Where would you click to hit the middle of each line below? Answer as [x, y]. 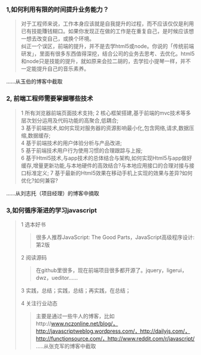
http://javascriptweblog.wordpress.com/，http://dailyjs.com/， [113, 331]
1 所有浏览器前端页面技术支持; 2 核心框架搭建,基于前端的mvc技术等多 [106, 113]
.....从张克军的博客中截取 [66, 346]
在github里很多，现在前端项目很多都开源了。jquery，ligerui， [111, 270]
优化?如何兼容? [39, 180]
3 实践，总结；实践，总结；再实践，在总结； [76, 290]
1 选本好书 [33, 224]
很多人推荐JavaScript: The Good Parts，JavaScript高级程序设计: [115, 237]
